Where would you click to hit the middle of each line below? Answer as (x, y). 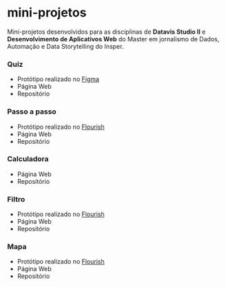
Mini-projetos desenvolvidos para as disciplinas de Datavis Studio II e (106, 32)
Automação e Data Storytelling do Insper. (65, 46)
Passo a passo (32, 111)
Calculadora (28, 159)
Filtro (16, 199)
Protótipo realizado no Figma (58, 79)
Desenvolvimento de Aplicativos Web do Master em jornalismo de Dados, (113, 39)
